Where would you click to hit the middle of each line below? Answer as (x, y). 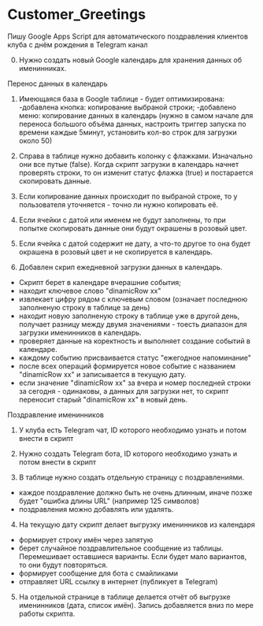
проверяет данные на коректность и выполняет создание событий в (135, 341)
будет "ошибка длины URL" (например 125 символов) (109, 501)
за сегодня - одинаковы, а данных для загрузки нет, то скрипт (124, 391)
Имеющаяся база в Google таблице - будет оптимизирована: (122, 98)
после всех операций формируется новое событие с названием (127, 366)
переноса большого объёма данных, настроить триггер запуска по (132, 124)
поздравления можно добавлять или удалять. (96, 509)
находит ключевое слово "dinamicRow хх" (90, 291)
